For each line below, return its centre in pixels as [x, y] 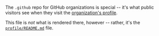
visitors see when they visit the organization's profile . [61, 13]
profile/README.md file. [29, 28]
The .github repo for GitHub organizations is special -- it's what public [80, 7]
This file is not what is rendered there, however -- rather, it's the [73, 23]
